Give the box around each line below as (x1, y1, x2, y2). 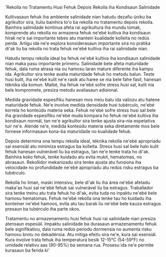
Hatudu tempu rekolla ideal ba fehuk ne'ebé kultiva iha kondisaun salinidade (5, 55, 161, 61)
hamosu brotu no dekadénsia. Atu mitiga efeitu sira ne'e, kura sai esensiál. (5, 232, 157, 237)
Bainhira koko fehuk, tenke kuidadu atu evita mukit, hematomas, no (5, 154, 142, 160)
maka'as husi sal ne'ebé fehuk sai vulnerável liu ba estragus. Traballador (5, 185, 154, 191)
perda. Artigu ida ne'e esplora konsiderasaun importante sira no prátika (5, 40, 151, 46)
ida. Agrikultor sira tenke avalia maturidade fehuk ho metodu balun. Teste (5, 71, 155, 77)
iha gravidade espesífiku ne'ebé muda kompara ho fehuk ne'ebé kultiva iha (5, 113, 159, 119)
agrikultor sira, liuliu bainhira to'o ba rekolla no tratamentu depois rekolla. (5, 19, 154, 25)
